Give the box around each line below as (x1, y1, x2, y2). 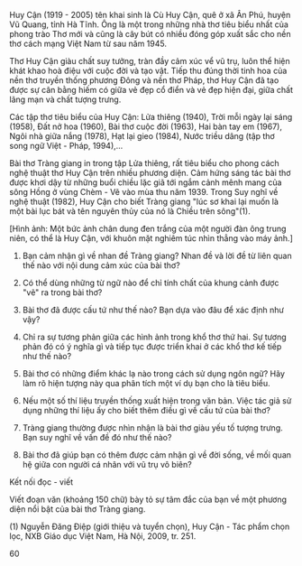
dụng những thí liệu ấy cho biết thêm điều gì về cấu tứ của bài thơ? (22, 405, 270, 415)
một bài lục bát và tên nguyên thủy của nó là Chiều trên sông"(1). (9, 206, 251, 217)
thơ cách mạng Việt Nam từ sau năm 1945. (9, 38, 167, 49)
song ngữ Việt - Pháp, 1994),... (9, 141, 124, 151)
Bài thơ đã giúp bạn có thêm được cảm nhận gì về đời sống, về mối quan (22, 450, 291, 460)
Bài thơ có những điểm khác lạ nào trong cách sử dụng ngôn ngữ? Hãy (22, 368, 286, 379)
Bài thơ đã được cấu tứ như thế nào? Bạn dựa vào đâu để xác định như (22, 304, 285, 315)
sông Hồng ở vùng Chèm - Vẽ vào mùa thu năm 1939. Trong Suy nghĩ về (9, 187, 279, 197)
